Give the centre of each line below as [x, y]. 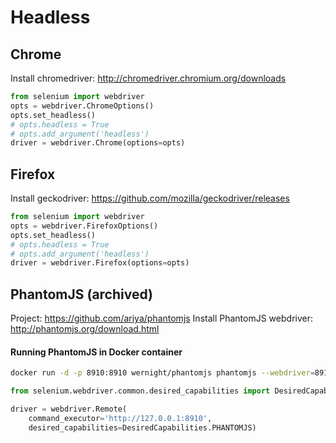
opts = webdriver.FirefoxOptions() [84, 226]
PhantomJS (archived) [81, 294]
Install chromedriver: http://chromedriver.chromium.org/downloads [148, 78]
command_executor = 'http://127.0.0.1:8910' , [120, 418]
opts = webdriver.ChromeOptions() [82, 106]
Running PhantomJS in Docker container [96, 352]
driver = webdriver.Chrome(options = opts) [98, 143]
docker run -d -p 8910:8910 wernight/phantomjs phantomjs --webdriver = [162, 373]
